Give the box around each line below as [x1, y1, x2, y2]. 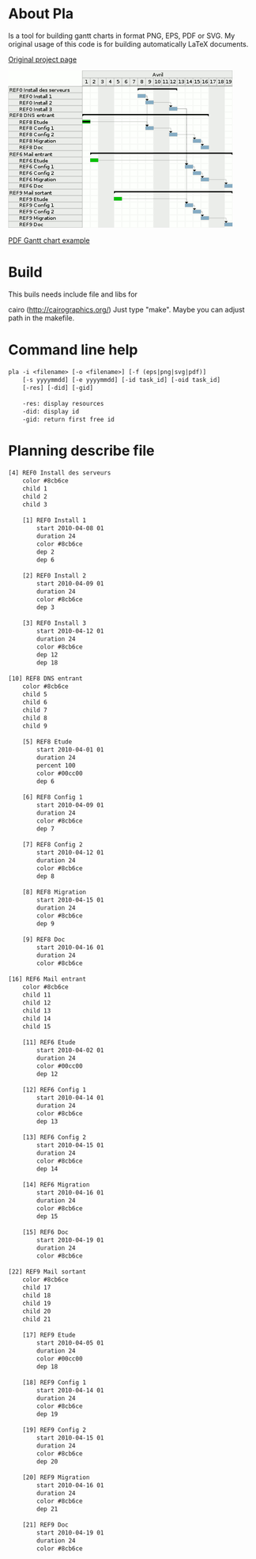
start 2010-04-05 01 [36, 1338, 104, 1347]
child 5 [22, 690, 47, 698]
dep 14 [36, 1164, 58, 1173]
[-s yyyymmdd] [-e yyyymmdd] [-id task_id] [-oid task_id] [22, 376, 221, 384]
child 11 [22, 990, 51, 999]
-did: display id [22, 407, 80, 415]
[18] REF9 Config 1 [22, 1378, 87, 1387]
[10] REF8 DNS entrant [8, 674, 83, 683]
